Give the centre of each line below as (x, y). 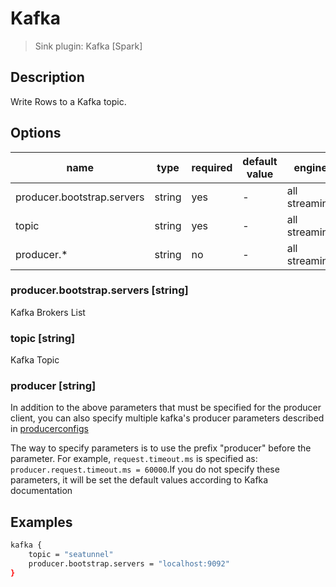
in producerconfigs (49, 429)
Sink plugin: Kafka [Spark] (88, 46)
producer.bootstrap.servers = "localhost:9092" (129, 564)
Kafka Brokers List (48, 312)
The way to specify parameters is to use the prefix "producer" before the (161, 448)
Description (47, 77)
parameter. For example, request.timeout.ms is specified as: (134, 459)
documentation (41, 491)
